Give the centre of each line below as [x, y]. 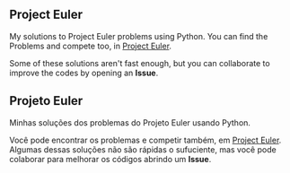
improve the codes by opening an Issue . [84, 73]
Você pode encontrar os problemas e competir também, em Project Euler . [145, 140]
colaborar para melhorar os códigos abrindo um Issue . [110, 159]
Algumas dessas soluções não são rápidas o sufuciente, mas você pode [143, 149]
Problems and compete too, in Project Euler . [91, 46]
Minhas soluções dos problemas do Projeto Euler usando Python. [130, 122]
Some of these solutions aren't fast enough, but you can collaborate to [140, 63]
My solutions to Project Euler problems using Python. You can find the [139, 36]
